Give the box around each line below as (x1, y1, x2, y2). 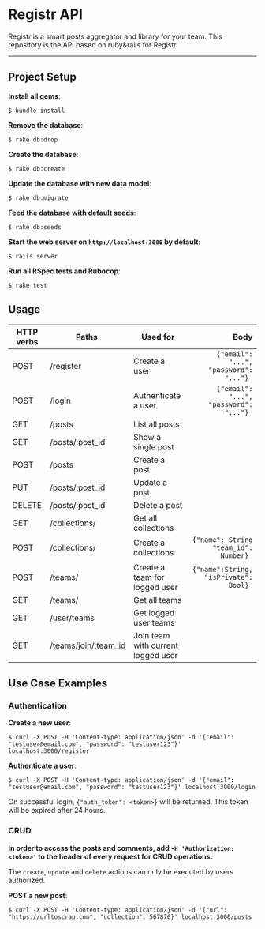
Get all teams (132, 594, 182, 605)
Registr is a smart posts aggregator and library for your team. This (8, 32, 223, 41)
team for (132, 571, 165, 582)
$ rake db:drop (8, 136, 58, 144)
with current (132, 640, 179, 651)
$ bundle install (8, 107, 65, 115)
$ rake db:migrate (8, 194, 69, 202)
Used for (141, 331, 175, 342)
